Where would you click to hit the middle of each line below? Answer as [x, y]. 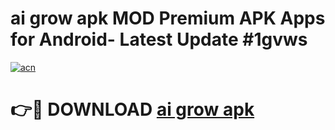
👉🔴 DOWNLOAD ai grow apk [132, 109]
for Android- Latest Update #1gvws [159, 39]
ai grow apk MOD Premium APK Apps [168, 18]
